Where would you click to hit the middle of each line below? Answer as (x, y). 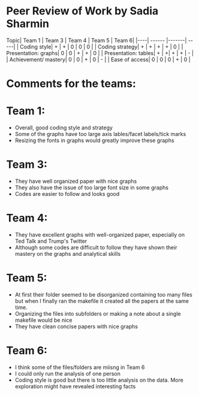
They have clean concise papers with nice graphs (76, 326)
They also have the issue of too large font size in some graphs (92, 188)
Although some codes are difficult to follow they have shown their (96, 247)
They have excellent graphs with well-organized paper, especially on (99, 234)
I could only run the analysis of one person (68, 373)
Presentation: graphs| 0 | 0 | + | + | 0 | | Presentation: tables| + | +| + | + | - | (100, 53)
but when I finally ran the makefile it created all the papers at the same (102, 301)
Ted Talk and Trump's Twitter (51, 241)
